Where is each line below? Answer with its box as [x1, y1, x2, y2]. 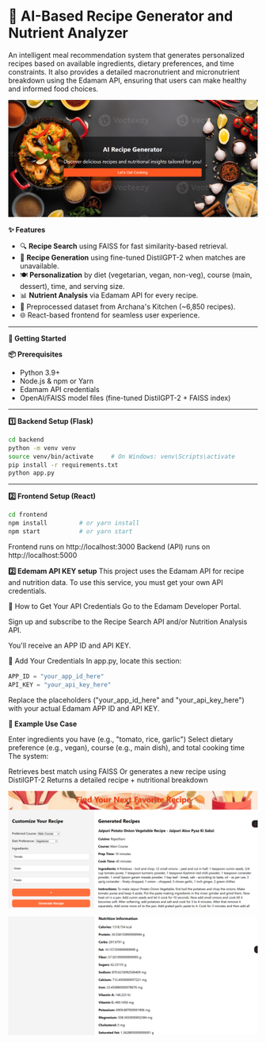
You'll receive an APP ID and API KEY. [8, 641, 131, 650]
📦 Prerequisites [8, 349, 63, 359]
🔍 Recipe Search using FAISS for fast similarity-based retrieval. [19, 241, 228, 251]
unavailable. [19, 261, 59, 271]
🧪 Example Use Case [8, 718, 78, 729]
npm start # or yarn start [8, 528, 133, 536]
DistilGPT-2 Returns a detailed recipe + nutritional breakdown [8, 775, 208, 784]
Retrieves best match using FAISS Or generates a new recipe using [8, 766, 226, 776]
